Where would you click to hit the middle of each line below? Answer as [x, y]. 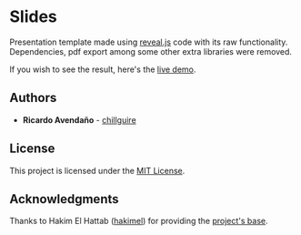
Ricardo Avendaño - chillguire [79, 119]
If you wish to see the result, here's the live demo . [103, 69]
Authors [33, 98]
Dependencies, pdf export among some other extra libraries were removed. [151, 51]
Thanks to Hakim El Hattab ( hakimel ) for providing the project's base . [139, 221]
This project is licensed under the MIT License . [97, 170]
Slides [33, 17]
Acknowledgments [65, 199]
